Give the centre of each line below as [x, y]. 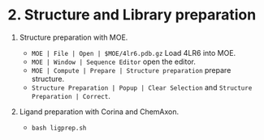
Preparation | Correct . [71, 95]
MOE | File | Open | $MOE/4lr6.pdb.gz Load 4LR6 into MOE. [134, 53]
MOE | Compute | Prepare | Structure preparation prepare [131, 70]
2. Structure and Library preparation [132, 15]
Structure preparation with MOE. [74, 37]
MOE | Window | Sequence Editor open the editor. [113, 62]
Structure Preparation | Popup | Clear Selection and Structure [142, 87]
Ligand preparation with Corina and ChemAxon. [99, 112]
